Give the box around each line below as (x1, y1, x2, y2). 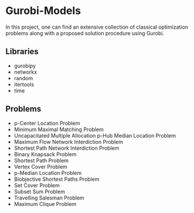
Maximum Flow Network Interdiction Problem (13, 138, 124, 145)
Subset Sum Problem (13, 188, 65, 195)
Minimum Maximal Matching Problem (13, 126, 104, 133)
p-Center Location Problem (13, 119, 80, 126)
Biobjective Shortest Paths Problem (13, 176, 100, 183)
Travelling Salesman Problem (13, 194, 84, 201)
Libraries (5, 47, 39, 57)
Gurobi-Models (5, 4, 81, 18)
